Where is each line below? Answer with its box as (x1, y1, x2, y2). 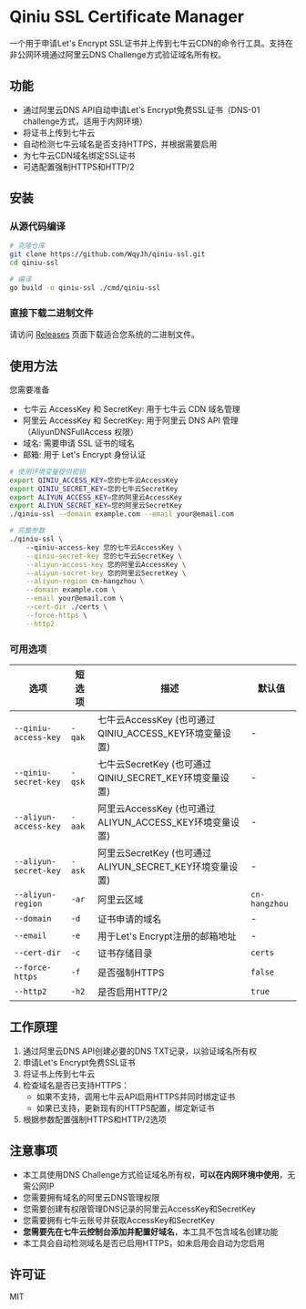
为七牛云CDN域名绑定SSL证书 (22, 149, 136, 160)
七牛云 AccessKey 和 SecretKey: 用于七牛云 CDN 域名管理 (22, 403, 241, 414)
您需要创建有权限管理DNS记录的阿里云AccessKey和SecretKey (22, 1203, 257, 1214)
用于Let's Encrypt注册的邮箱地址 (97, 930, 237, 943)
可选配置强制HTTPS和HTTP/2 (22, 161, 135, 172)
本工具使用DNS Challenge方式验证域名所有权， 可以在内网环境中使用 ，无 (22, 1169, 296, 1180)
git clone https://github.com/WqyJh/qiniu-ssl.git (9, 250, 206, 259)
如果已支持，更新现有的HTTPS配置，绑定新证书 (36, 1102, 215, 1113)
